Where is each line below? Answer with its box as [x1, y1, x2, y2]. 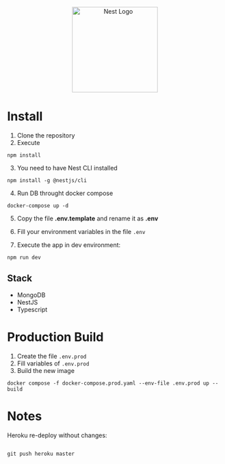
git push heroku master [7, 450, 75, 457]
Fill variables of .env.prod [16, 359, 90, 368]
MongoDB [16, 291, 46, 299]
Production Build [7, 329, 104, 345]
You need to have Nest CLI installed [16, 164, 118, 172]
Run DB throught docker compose [16, 189, 114, 197]
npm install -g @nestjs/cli [7, 177, 88, 184]
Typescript [16, 305, 48, 313]
